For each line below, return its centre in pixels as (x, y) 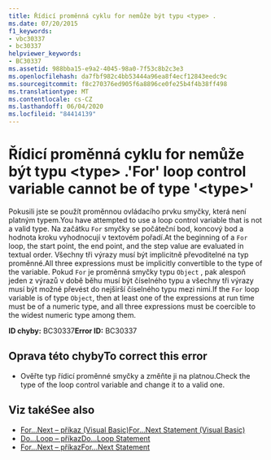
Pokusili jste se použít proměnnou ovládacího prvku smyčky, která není (127, 211)
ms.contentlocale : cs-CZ (50, 99)
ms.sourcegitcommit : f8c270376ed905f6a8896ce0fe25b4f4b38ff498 (118, 84)
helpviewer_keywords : (45, 54)
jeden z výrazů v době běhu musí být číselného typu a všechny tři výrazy (131, 280)
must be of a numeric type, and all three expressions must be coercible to (132, 306)
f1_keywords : (31, 31)
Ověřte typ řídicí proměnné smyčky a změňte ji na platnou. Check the (135, 375)
